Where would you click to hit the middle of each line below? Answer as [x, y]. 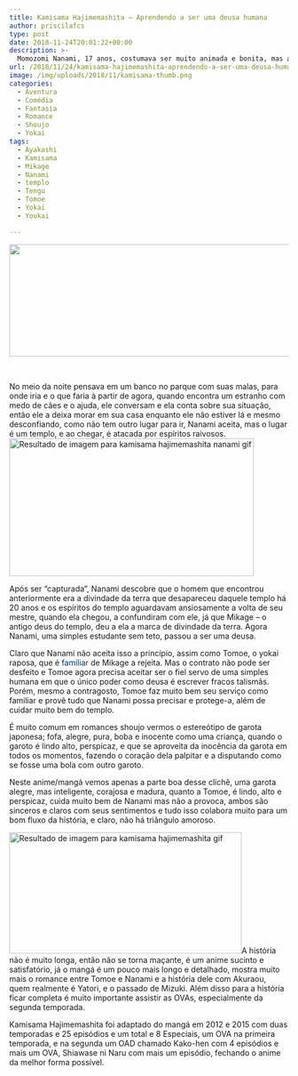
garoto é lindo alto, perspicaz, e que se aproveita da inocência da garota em [148, 746]
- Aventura [37, 92]
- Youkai [33, 216]
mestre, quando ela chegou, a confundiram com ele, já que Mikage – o [138, 617]
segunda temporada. [47, 1007]
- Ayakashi [37, 149]
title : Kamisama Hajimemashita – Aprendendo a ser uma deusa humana [138, 17]
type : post [29, 34]
